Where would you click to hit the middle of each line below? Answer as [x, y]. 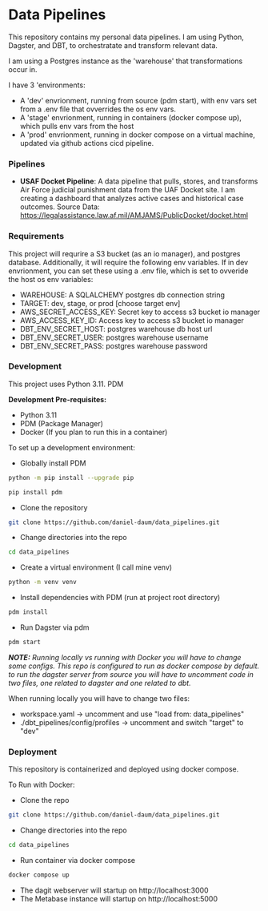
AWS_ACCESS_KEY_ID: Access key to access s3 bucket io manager [132, 320]
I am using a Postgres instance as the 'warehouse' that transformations [126, 61]
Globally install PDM [53, 463]
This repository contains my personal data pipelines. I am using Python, [126, 37]
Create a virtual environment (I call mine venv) [96, 567]
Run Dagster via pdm [54, 627]
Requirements [36, 236]
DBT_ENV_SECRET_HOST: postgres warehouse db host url [116, 329]
